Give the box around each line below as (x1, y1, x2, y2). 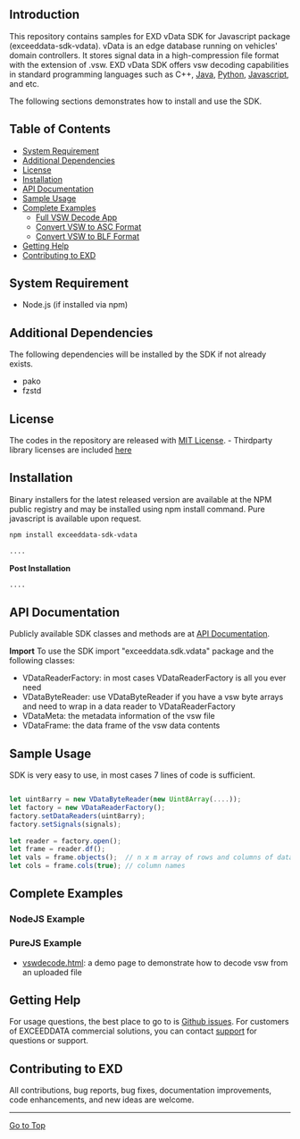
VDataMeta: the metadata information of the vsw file (21, 711, 216, 721)
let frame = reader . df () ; (9, 845, 105, 854)
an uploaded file (21, 966, 82, 977)
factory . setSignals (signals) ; (9, 820, 122, 829)
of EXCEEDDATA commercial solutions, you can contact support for (9, 1025, 257, 1036)
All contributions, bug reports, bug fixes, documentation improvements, (9, 1085, 272, 1096)
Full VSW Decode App (35, 212, 118, 223)
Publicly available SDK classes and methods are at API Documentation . (9, 629, 271, 639)
